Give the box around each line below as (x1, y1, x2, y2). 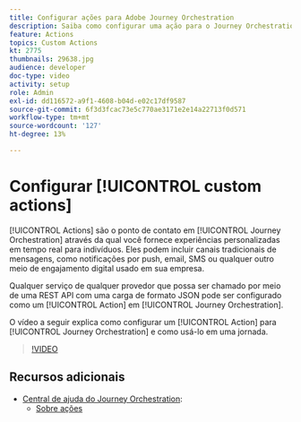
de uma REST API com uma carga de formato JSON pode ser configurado (9, 289, 282, 300)
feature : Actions (9, 30, 74, 39)
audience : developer (9, 64, 87, 73)
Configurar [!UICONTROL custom (9, 177, 262, 197)
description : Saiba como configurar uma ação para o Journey (9, 22, 243, 30)
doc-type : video (9, 72, 70, 81)
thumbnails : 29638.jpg (9, 55, 94, 64)
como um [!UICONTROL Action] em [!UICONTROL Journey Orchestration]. (9, 299, 284, 310)
